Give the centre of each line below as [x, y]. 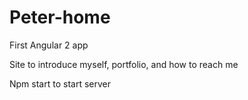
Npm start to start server [60, 83]
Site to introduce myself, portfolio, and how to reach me [124, 64]
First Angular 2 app [49, 45]
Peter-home [60, 17]
